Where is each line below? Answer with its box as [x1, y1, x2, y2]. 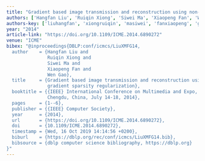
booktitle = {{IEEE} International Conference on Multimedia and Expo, [12, 89, 198, 95]
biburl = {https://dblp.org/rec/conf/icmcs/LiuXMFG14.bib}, [12, 134, 176, 141]
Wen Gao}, [47, 72, 72, 78]
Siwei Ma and [47, 60, 81, 66]
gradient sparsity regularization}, [47, 83, 140, 89]
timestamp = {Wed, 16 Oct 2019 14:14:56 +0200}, [12, 129, 138, 135]
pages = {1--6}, [12, 100, 64, 106]
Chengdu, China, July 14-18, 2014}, [47, 94, 140, 100]
